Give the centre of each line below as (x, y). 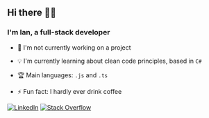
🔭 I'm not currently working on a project (74, 47)
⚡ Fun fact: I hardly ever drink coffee (69, 91)
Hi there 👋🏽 (32, 13)
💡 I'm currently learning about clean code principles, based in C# (109, 61)
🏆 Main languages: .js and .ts (62, 75)
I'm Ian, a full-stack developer (59, 32)
